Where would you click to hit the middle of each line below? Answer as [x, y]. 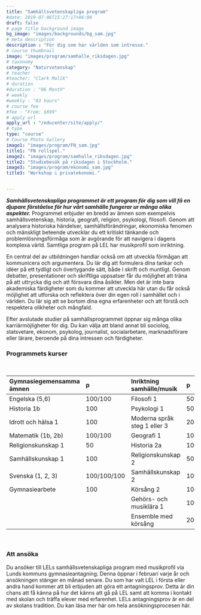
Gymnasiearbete [32, 489]
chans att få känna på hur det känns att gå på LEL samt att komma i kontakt [99, 592]
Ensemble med [152, 516]
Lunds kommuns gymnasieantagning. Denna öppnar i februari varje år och [98, 573]
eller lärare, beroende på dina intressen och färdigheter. [75, 338]
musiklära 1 [147, 507]
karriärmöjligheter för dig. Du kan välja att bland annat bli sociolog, [88, 325]
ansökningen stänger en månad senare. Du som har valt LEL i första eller [96, 580]
